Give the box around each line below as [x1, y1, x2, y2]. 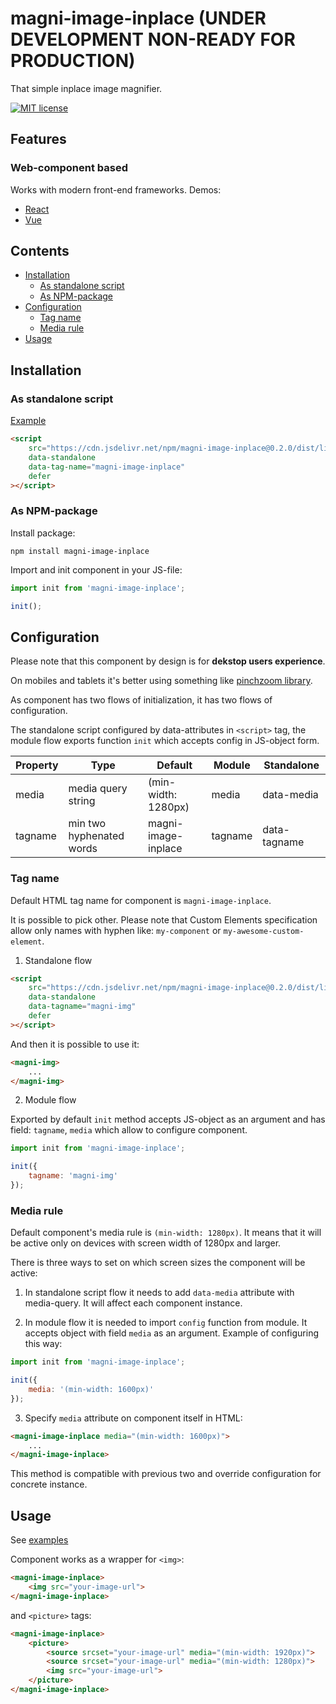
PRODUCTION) [10, 50, 136, 72]
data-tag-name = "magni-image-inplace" [28, 462, 186, 472]
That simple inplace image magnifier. [10, 82, 163, 94]
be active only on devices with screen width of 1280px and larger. [10, 1237, 282, 1249]
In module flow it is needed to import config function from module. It [24, 1317, 308, 1329]
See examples [10, 1534, 69, 1546]
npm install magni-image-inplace [10, 546, 150, 556]
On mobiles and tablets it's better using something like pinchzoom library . [10, 675, 313, 687]
